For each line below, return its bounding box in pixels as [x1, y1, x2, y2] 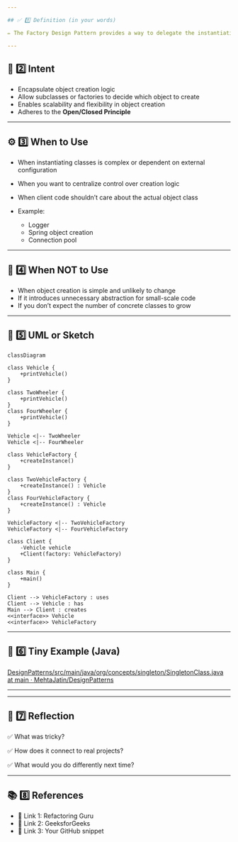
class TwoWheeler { [7, 389, 65, 396]
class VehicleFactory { [7, 451, 78, 458]
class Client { [7, 538, 52, 545]
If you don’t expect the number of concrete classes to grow [17, 301, 191, 309]
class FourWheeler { [7, 407, 69, 415]
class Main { [7, 569, 46, 576]
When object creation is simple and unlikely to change [17, 286, 176, 294]
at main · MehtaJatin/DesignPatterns [7, 675, 114, 684]
